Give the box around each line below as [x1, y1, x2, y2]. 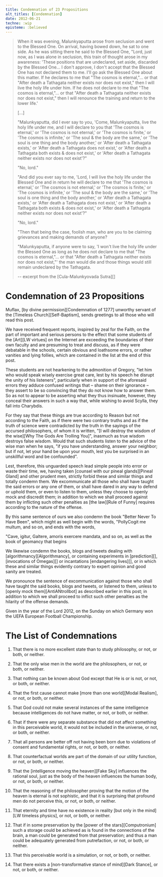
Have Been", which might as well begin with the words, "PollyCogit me [5, 519, 146, 525]
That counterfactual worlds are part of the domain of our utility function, [12, 754, 157, 759]
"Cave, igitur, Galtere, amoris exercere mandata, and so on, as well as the [5, 534, 152, 540]
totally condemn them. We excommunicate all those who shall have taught [5, 479, 154, 485]
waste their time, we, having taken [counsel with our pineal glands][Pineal [5, 468, 153, 474]
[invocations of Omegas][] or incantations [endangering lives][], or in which [5, 558, 157, 564]
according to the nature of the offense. [5, 505, 83, 510]
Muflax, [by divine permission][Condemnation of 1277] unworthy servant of [5, 307, 156, 313]
